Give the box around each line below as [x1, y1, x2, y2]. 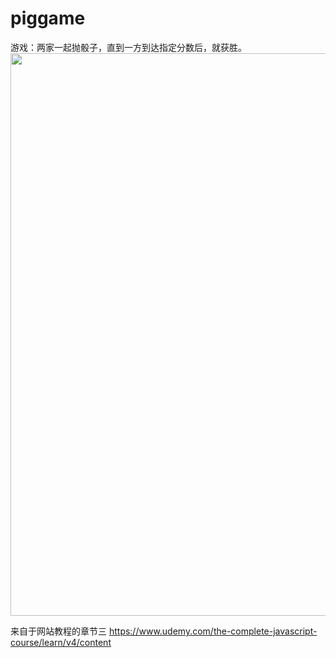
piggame [10, 7, 86, 30]
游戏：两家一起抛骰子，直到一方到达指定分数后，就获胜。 [10, 41, 247, 53]
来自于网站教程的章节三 [10, 625, 107, 637]
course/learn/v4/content [10, 636, 112, 648]
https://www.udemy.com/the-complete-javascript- [108, 625, 318, 637]
